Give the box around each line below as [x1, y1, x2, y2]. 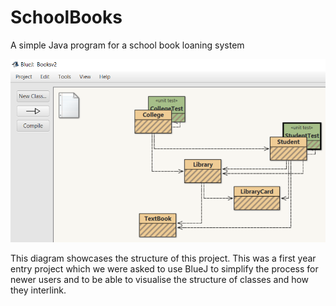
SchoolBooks [10, 6, 123, 29]
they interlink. [10, 284, 67, 296]
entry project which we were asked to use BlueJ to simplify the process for [10, 263, 319, 275]
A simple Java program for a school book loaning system [10, 39, 245, 51]
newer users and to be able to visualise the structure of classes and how [10, 274, 310, 286]
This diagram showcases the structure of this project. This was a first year [10, 252, 317, 265]
